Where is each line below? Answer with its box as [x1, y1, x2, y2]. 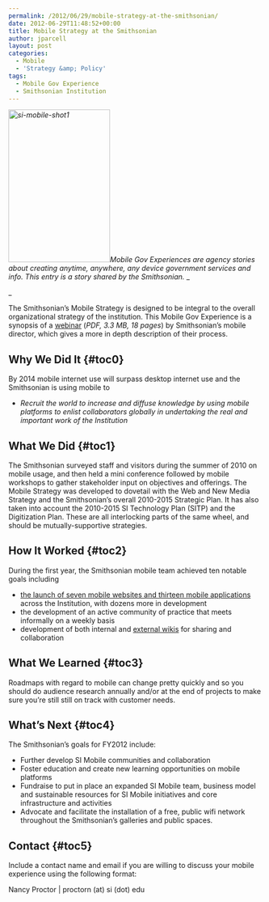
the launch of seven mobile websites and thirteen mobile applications [19, 590, 251, 599]
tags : [8, 72, 27, 80]
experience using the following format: [8, 869, 137, 879]
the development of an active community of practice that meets [19, 607, 233, 616]
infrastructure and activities [19, 798, 112, 808]
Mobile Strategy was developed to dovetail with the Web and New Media [8, 486, 250, 496]
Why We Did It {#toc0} [8, 353, 124, 366]
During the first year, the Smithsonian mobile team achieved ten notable [8, 565, 247, 575]
